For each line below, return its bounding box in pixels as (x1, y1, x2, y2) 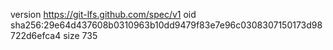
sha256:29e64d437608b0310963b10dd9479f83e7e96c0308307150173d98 (10, 19, 323, 31)
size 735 (63, 30, 98, 41)
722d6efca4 (10, 30, 62, 41)
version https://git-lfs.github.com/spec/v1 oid (10, 9, 197, 20)
